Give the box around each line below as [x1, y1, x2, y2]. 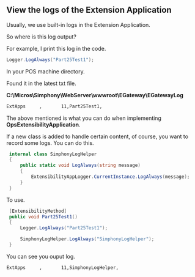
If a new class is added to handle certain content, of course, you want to [6, 133, 188, 140]
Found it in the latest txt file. [6, 79, 76, 87]
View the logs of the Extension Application [6, 5, 172, 15]
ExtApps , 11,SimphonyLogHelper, [6, 264, 119, 271]
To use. [6, 196, 26, 204]
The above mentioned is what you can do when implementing [6, 114, 162, 122]
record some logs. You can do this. [6, 139, 94, 146]
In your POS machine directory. [6, 67, 85, 75]
